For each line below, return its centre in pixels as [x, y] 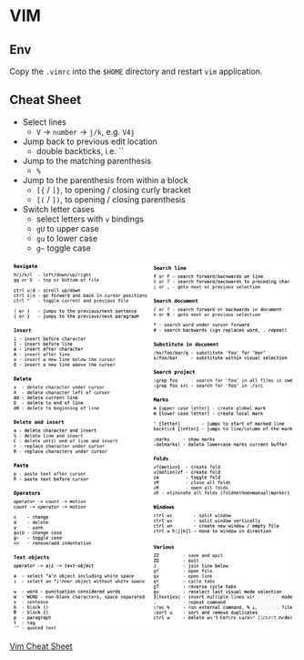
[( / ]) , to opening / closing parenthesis [111, 199]
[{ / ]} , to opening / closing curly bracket [113, 190]
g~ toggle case [63, 248]
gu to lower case [67, 238]
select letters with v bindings [90, 219]
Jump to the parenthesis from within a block [105, 180]
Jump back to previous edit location [90, 141]
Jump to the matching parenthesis [87, 160]
